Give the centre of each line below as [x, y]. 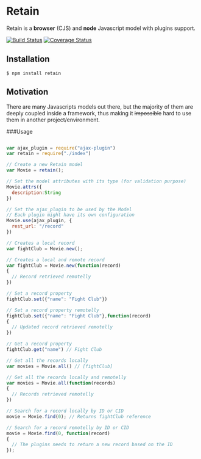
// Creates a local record [41, 243]
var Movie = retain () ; [35, 170]
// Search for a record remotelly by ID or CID [68, 428]
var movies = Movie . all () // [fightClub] [60, 366]
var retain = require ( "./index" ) [49, 154]
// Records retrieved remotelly [53, 394]
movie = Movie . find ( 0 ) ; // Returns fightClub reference [79, 416]
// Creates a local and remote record [55, 260]
